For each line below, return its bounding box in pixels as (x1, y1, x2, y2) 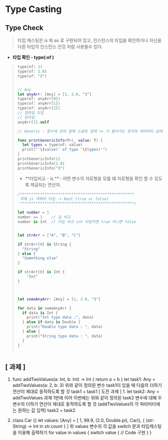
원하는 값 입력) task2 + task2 (17, 407, 76, 413)
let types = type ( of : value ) (22, 142, 83, 147)
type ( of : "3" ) (17, 74, 47, 79)
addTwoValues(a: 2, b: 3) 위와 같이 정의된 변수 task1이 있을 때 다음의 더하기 (12, 382, 162, 388)
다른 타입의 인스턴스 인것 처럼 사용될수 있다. (17, 44, 103, 50)
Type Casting (5, 4, 62, 15)
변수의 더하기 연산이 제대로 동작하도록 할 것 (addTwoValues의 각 (12, 401, 139, 407)
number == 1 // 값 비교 (17, 214, 71, 220)
